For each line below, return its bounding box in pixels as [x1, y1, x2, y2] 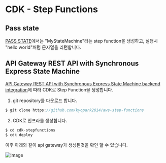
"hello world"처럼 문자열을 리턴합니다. [5, 44, 82, 50]
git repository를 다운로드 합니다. [12, 97, 78, 104]
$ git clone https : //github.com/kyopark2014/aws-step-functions [5, 108, 144, 113]
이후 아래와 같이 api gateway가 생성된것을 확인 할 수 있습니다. [5, 142, 128, 148]
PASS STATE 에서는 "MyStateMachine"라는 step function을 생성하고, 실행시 [5, 38, 158, 44]
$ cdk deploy [5, 132, 33, 138]
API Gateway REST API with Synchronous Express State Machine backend [5, 80, 161, 87]
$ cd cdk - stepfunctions [5, 127, 56, 133]
